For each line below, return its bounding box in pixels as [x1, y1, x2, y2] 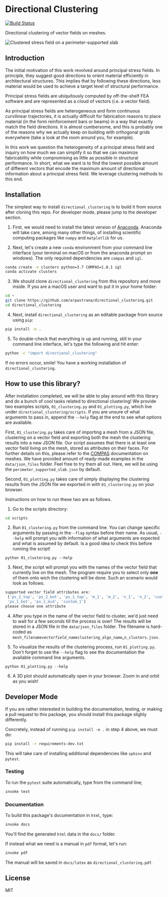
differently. [5, 716, 27, 722]
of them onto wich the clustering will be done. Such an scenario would [12, 575, 158, 581]
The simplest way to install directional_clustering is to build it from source [5, 203, 161, 209]
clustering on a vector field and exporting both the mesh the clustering [5, 434, 151, 440]
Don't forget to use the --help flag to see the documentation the [12, 649, 145, 655]
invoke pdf [5, 850, 28, 855]
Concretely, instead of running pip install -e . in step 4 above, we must [5, 726, 158, 732]
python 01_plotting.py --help [5, 664, 68, 669]
